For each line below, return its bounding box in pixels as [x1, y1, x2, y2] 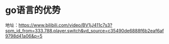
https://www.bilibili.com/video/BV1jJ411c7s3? [18, 22, 113, 28]
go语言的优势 [5, 4, 61, 16]
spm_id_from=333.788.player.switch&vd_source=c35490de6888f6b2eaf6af [5, 27, 164, 33]
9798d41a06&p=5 [5, 33, 43, 39]
